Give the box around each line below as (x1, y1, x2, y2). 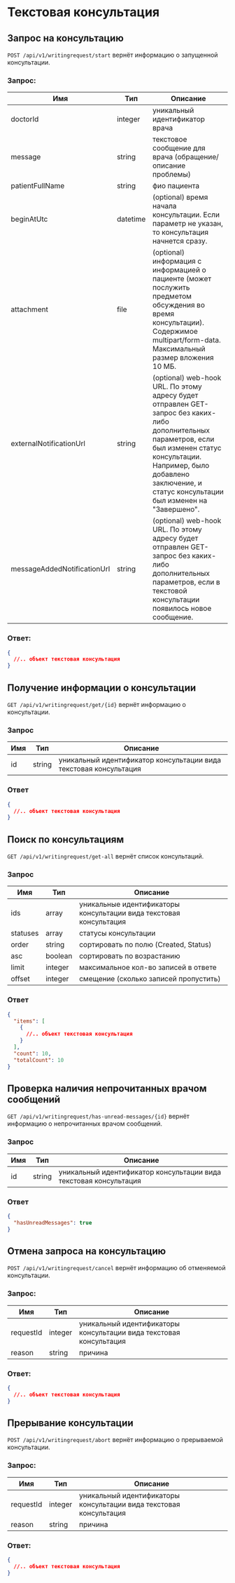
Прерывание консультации (7, 1417, 134, 1429)
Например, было (152, 461, 210, 471)
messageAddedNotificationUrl (10, 564, 111, 574)
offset (10, 974, 30, 984)
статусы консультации (79, 929, 156, 938)
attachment (10, 304, 49, 314)
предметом (152, 292, 192, 302)
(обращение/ (174, 152, 219, 162)
